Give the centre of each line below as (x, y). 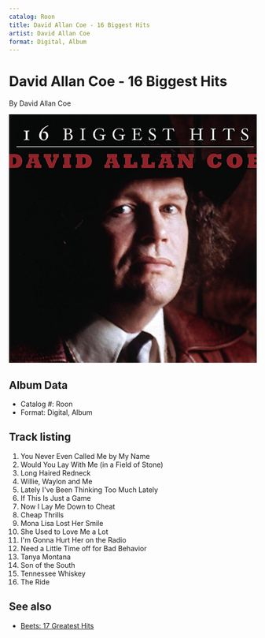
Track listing (40, 437)
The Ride (35, 582)
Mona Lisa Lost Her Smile (62, 523)
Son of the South (48, 565)
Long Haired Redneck (55, 472)
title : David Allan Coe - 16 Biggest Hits (79, 25)
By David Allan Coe (40, 103)
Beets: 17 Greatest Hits (57, 625)
